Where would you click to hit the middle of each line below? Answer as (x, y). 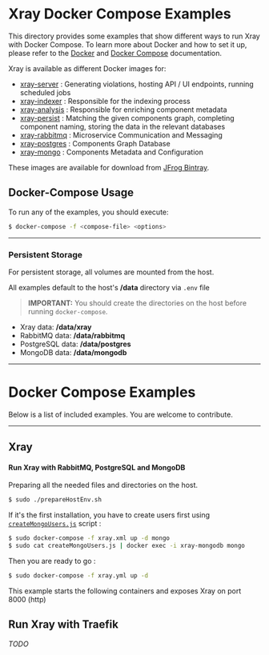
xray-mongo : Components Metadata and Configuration (112, 152)
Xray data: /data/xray (56, 327)
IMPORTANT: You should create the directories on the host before (137, 303)
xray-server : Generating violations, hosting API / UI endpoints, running (137, 84)
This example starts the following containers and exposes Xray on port (125, 591)
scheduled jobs (45, 92)
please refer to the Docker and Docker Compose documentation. (115, 53)
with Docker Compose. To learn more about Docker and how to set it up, (128, 44)
